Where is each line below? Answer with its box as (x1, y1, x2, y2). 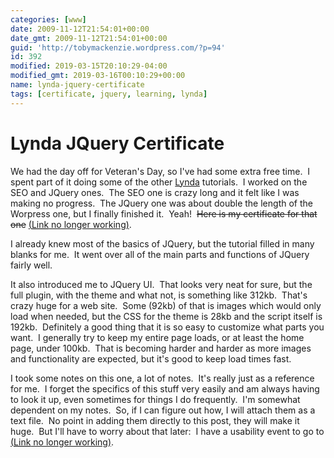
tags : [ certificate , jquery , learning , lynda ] (10, 89, 208, 99)
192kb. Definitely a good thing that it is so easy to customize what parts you (10, 321, 325, 333)
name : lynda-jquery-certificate (10, 80, 145, 90)
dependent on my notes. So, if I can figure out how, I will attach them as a (10, 404, 316, 416)
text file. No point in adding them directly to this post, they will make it (10, 414, 300, 426)
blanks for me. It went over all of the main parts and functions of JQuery (10, 248, 310, 260)
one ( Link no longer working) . (10, 218, 132, 230)
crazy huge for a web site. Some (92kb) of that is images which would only (10, 299, 322, 311)
